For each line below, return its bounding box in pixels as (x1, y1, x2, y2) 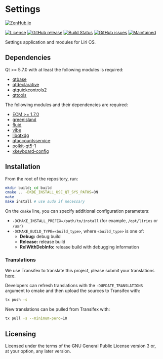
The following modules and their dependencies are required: (5, 102, 128, 108)
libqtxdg (12, 132, 29, 138)
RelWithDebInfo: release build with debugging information (19, 244, 139, 250)
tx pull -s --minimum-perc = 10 (5, 316, 68, 321)
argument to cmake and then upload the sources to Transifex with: (5, 288, 141, 294)
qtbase (12, 76, 27, 82)
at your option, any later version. (5, 348, 71, 354)
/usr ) (12, 223, 23, 229)
